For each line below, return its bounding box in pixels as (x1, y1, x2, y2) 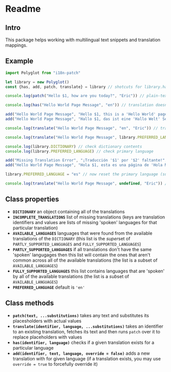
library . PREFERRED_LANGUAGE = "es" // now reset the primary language (5, 172, 158, 177)
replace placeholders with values (12, 334, 82, 340)
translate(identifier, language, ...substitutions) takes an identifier (12, 323, 164, 329)
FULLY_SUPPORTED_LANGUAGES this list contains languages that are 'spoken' (12, 268, 165, 274)
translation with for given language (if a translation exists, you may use (12, 355, 161, 361)
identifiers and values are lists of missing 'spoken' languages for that (12, 219, 157, 225)
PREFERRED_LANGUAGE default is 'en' (12, 284, 85, 290)
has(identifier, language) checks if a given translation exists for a (12, 339, 154, 346)
